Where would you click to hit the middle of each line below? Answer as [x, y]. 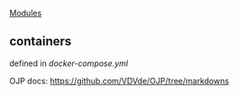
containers [41, 41]
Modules [26, 13]
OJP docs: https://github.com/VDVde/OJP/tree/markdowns [119, 81]
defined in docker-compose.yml [69, 63]
